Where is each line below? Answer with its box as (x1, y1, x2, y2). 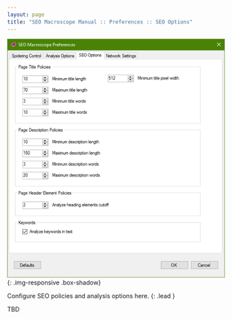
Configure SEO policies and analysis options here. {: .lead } (7, 292, 175, 300)
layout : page (7, 11, 45, 18)
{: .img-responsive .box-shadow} (7, 278, 101, 287)
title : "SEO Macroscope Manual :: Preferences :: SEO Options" (7, 18, 193, 26)
